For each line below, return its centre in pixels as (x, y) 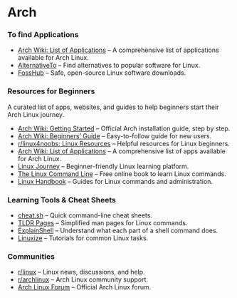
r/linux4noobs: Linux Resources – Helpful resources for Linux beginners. (123, 143)
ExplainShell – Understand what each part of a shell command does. (118, 231)
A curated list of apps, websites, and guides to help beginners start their (113, 107)
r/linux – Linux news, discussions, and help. (81, 272)
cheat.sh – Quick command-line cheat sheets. (85, 215)
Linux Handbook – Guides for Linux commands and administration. (115, 181)
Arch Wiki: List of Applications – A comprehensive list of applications (118, 50)
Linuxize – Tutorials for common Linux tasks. (83, 238)
